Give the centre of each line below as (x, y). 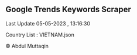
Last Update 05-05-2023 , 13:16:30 (48, 23)
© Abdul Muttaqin (27, 46)
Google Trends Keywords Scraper (68, 10)
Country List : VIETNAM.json (40, 35)
